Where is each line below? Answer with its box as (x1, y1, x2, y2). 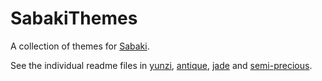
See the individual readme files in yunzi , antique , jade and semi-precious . (10, 59, 313, 71)
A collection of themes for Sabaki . (10, 40, 150, 52)
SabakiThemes (10, 7, 138, 30)
